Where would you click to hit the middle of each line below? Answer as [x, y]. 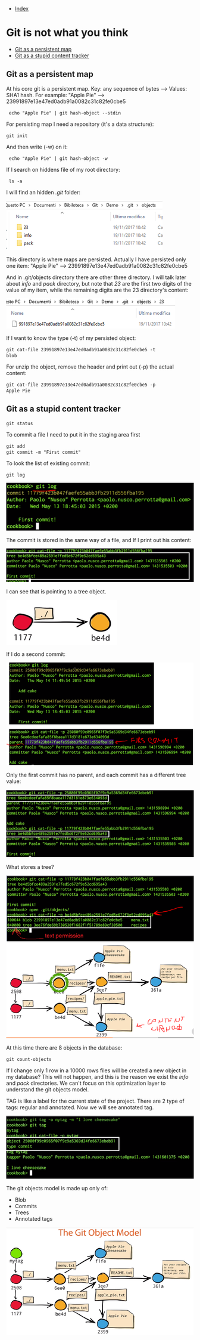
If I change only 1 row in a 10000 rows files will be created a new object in [96, 1070]
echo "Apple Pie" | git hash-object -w [58, 158]
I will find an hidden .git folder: [43, 192]
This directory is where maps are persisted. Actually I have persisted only [96, 259]
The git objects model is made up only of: [57, 1188]
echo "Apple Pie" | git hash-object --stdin [65, 113]
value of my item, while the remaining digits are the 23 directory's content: [97, 290]
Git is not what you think [67, 33]
